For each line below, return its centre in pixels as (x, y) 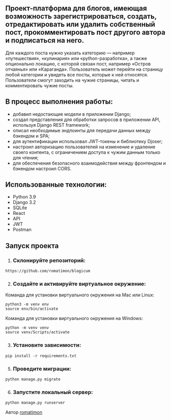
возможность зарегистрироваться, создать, (81, 17)
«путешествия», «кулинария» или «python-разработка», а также (76, 58)
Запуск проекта (32, 246)
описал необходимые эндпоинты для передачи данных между (82, 130)
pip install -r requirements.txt (41, 356)
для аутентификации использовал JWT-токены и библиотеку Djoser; (88, 141)
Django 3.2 (24, 203)
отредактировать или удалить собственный (80, 24)
